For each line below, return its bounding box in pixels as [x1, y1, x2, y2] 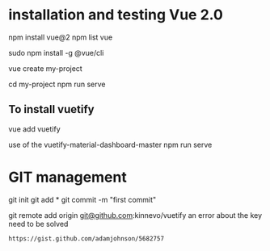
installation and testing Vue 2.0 [8, 6, 224, 24]
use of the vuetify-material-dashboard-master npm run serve [8, 140, 213, 149]
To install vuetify [8, 102, 95, 116]
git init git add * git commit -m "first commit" [8, 195, 157, 204]
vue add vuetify [8, 123, 61, 134]
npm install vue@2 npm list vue [8, 32, 113, 42]
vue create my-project [8, 63, 82, 73]
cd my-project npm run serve [8, 79, 106, 89]
